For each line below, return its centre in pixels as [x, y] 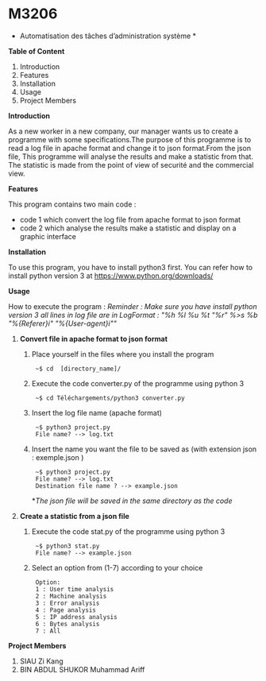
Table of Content [37, 51]
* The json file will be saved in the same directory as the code [132, 501]
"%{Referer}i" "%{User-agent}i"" [62, 323]
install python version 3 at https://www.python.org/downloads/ [111, 276]
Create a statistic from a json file [74, 516]
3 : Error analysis [67, 603]
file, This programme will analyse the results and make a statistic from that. [131, 157]
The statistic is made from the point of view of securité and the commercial [131, 164]
